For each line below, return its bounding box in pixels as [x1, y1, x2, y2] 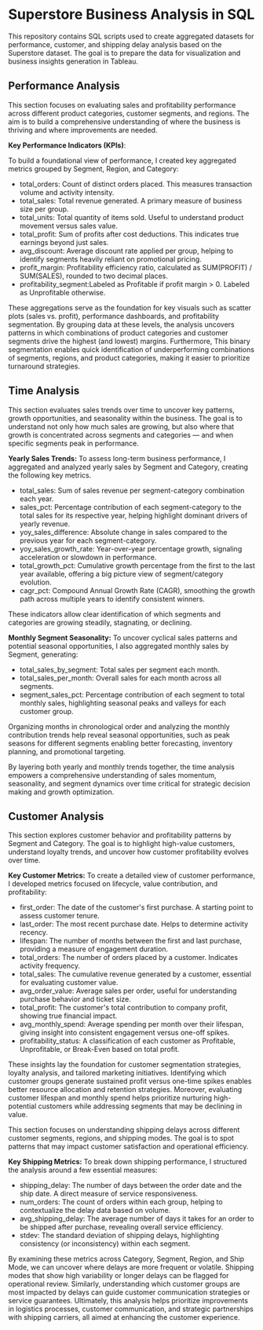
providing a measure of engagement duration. [19, 944, 169, 954]
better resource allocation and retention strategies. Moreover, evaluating [8, 1085, 243, 1094]
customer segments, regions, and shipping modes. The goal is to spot [8, 1134, 234, 1143]
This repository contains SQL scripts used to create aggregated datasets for [8, 31, 254, 41]
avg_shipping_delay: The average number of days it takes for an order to [19, 1214, 254, 1223]
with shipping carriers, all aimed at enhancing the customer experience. [8, 1313, 241, 1322]
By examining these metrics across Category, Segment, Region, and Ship [8, 1255, 245, 1264]
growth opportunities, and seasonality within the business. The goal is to [8, 413, 243, 423]
